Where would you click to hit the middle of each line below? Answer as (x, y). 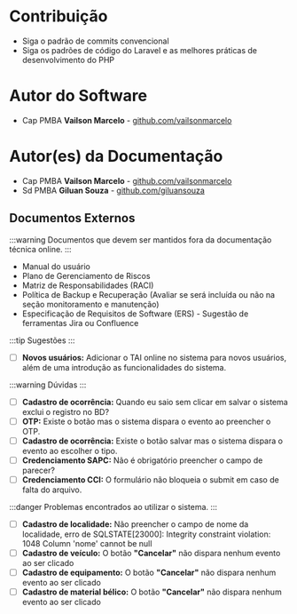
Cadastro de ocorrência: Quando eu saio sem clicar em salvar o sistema (155, 402)
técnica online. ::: (41, 249)
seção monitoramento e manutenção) (90, 304)
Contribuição (59, 16)
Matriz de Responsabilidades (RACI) (88, 285)
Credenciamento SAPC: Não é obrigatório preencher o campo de (142, 460)
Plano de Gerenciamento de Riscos (86, 275)
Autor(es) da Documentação (116, 156)
